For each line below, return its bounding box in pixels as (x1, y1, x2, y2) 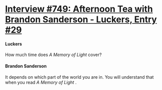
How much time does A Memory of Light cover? (5, 52, 102, 58)
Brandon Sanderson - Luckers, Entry (5, 14, 157, 25)
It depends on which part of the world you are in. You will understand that (5, 74, 154, 80)
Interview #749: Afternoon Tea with (5, 3, 153, 15)
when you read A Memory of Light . (5, 79, 77, 85)
